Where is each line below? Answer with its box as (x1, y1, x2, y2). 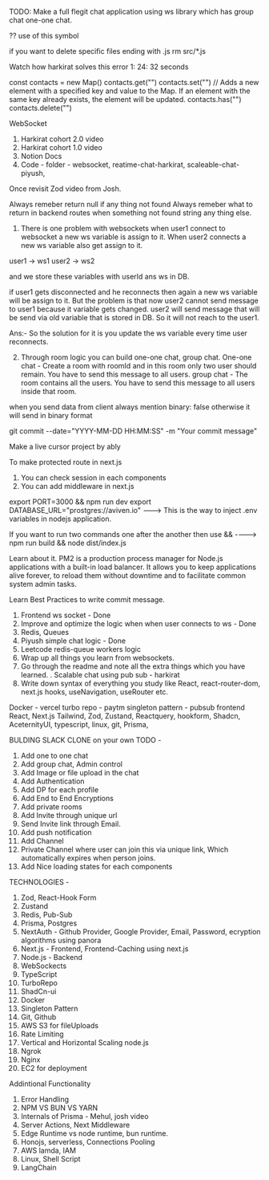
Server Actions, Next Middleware (20, 1120, 130, 1129)
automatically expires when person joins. (20, 853, 156, 862)
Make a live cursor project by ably (9, 441, 121, 451)
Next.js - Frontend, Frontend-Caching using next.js (20, 944, 189, 954)
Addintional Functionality (9, 1079, 91, 1088)
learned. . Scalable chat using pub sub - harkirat (20, 670, 180, 679)
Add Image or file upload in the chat (20, 768, 139, 777)
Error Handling (20, 1095, 70, 1104)
